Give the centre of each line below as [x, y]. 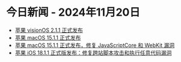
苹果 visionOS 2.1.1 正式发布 [49, 30]
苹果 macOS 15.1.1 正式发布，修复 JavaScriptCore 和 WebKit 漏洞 [95, 45]
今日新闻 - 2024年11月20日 [73, 12]
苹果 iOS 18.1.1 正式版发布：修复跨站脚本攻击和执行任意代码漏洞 [93, 52]
